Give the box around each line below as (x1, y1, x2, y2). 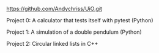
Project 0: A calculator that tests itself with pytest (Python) (6, 17, 153, 23)
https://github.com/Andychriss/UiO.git (6, 5, 103, 12)
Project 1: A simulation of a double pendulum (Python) (6, 28, 142, 36)
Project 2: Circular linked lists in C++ (6, 40, 98, 47)
